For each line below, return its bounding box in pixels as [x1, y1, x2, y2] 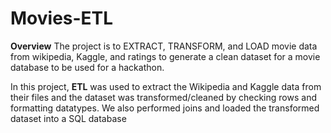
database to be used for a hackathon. [10, 61, 165, 73]
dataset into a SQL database [10, 112, 127, 124]
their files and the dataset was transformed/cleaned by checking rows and [10, 91, 317, 103]
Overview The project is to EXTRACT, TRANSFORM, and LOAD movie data [10, 40, 318, 52]
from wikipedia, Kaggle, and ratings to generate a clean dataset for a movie [10, 50, 321, 62]
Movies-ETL [10, 7, 114, 30]
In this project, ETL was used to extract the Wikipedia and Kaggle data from [10, 80, 322, 92]
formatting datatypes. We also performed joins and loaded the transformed [10, 102, 320, 114]
